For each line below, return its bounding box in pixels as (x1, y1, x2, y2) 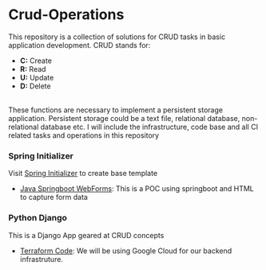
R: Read (19, 64, 46, 73)
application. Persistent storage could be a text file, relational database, (8, 113, 240, 123)
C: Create (19, 56, 52, 65)
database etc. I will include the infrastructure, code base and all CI (40, 122, 258, 131)
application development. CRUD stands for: (8, 40, 151, 49)
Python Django (8, 213, 68, 224)
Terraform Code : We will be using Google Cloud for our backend (19, 245, 232, 256)
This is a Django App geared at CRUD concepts (8, 230, 165, 240)
